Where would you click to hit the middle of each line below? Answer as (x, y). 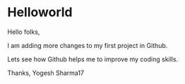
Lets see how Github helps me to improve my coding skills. (93, 59)
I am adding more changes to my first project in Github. (88, 45)
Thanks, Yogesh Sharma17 (46, 73)
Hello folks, (24, 32)
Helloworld (40, 12)
